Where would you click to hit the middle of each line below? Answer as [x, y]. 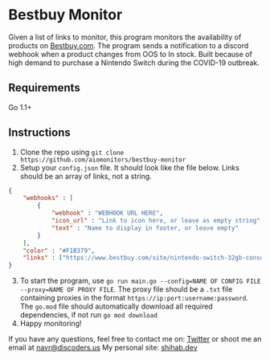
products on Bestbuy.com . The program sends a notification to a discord [129, 45]
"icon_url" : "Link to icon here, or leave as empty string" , [157, 221]
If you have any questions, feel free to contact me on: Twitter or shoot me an [135, 339]
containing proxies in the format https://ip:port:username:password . [134, 298]
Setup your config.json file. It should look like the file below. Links [129, 167]
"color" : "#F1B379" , [59, 251]
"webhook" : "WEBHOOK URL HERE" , [107, 213]
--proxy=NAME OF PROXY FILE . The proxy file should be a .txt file [126, 289]
